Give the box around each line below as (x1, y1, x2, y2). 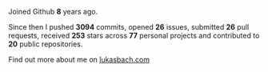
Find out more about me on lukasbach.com (8, 55, 150, 64)
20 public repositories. (8, 39, 83, 49)
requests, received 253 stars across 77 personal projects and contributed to (8, 31, 260, 40)
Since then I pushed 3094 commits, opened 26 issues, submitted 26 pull (8, 22, 250, 31)
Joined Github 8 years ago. (8, 7, 98, 16)
